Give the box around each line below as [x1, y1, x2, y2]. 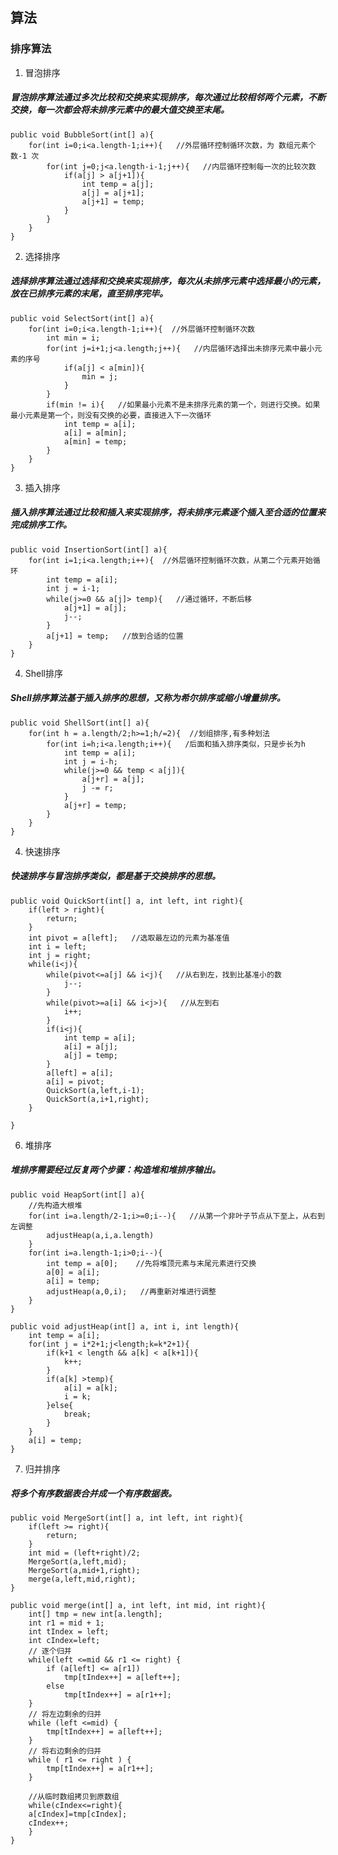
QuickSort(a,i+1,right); [46, 1094, 150, 1104]
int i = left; [28, 941, 87, 952]
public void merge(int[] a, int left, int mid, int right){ [10, 1601, 267, 1611]
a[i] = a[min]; [63, 428, 128, 438]
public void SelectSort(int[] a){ [10, 313, 155, 323]
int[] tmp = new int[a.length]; [28, 1609, 163, 1620]
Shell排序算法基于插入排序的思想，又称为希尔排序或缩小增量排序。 [10, 692, 286, 704]
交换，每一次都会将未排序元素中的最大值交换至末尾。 [10, 104, 230, 116]
